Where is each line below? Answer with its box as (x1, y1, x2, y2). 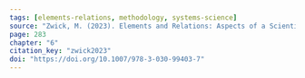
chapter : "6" (9, 38, 59, 48)
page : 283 (9, 30, 47, 39)
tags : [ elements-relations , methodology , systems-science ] (9, 13, 238, 22)
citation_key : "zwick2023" (9, 47, 112, 56)
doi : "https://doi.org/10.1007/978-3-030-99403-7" (9, 55, 205, 64)
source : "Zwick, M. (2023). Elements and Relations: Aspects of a (9, 22, 266, 30)
